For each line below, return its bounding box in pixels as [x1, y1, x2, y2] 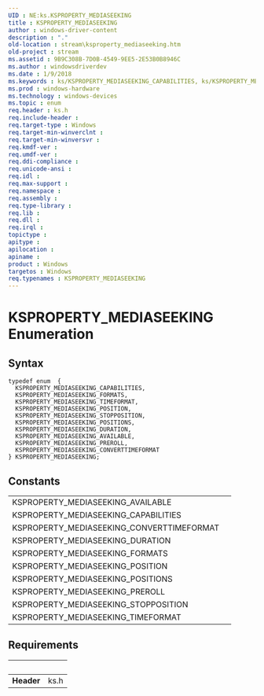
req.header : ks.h [8, 107, 68, 115]
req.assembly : [8, 194, 58, 202]
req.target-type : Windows [8, 121, 97, 129]
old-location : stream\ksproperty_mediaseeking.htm [8, 41, 181, 49]
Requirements [8, 639, 79, 652]
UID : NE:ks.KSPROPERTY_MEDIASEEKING [8, 11, 132, 20]
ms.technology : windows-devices [8, 92, 118, 100]
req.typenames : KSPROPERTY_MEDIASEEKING [8, 274, 146, 283]
